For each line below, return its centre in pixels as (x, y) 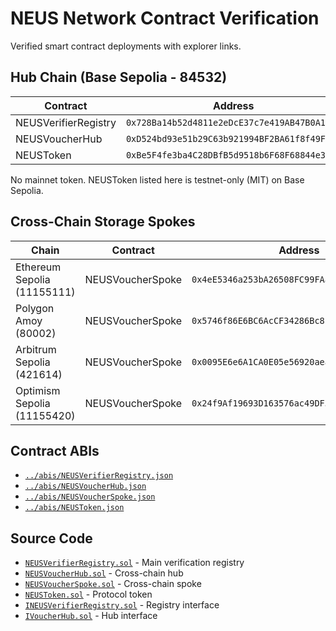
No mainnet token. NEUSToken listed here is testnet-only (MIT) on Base (157, 179)
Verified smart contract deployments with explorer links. (126, 46)
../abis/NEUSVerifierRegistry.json (99, 476)
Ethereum (38, 267)
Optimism (38, 390)
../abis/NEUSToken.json (74, 508)
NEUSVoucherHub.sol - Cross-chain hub (104, 573)
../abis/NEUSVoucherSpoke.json (90, 497)
